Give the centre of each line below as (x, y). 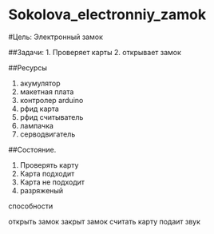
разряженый (42, 190)
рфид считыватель (52, 117)
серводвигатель (48, 134)
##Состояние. (32, 149)
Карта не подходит (52, 182)
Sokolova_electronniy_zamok (107, 15)
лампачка (37, 125)
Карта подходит (47, 173)
